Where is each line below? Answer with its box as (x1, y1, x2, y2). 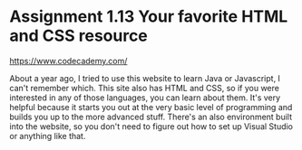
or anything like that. (9, 130, 86, 141)
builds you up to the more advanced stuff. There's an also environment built (9, 111, 293, 122)
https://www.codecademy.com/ (9, 55, 128, 66)
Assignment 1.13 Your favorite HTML (9, 6, 288, 27)
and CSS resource (9, 25, 148, 46)
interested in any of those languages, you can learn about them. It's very (9, 92, 281, 103)
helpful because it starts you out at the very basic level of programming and (9, 101, 293, 112)
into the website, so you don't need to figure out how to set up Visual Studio (9, 120, 293, 132)
